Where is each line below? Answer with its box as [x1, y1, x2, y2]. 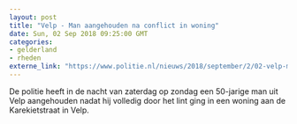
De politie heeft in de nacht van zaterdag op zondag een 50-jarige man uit [9, 85, 278, 97]
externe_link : [9, 62, 62, 71]
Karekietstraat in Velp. [9, 105, 90, 115]
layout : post [9, 12, 57, 22]
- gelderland [9, 46, 57, 55]
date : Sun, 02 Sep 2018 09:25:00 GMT [9, 29, 148, 38]
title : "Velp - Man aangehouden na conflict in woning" [9, 21, 219, 30]
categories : [9, 37, 53, 47]
